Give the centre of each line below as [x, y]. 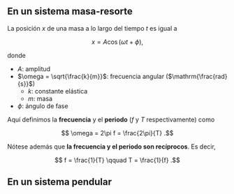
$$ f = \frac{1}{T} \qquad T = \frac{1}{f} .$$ [117, 160]
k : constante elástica [58, 91]
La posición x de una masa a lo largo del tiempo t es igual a [92, 28]
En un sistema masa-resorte [70, 12]
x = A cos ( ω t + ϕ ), [117, 42]
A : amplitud [34, 68]
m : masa [40, 98]
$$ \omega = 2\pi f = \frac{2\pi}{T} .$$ [117, 133]
